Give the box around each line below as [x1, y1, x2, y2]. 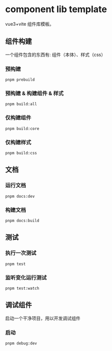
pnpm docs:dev [5, 194, 35, 199]
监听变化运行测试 [5, 274, 47, 281]
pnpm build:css [5, 150, 37, 155]
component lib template [5, 4, 107, 15]
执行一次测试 [5, 249, 37, 256]
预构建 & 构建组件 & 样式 [5, 90, 64, 97]
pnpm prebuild [5, 77, 35, 82]
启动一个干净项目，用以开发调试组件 [5, 315, 81, 321]
